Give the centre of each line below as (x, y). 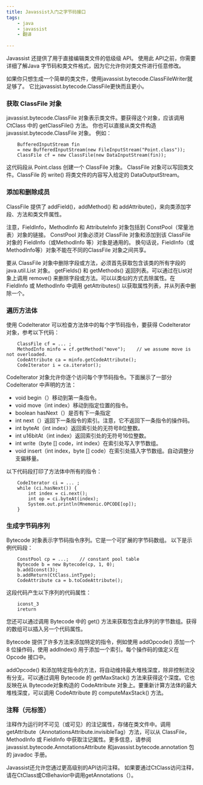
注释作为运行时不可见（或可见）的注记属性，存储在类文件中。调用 (88, 724)
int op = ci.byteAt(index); (63, 499)
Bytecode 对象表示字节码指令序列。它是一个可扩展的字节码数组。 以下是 (97, 540)
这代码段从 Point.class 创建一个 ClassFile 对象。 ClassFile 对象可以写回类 (98, 167)
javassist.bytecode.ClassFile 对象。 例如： (59, 133)
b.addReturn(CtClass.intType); (57, 575)
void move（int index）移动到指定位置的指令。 (73, 405)
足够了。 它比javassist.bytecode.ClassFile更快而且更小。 (77, 86)
